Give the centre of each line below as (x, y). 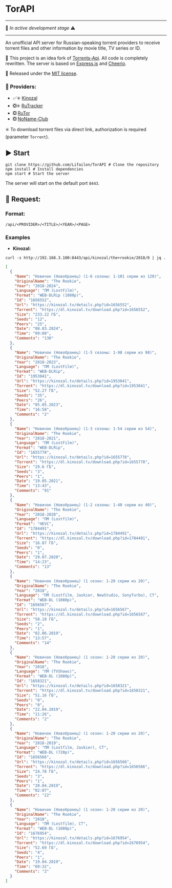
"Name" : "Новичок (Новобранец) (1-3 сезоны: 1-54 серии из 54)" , (86, 429)
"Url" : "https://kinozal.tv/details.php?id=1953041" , (73, 381)
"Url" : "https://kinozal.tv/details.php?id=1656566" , (73, 762)
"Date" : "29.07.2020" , (39, 557)
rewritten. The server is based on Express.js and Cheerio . (66, 63)
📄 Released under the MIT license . (41, 73)
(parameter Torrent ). (27, 137)
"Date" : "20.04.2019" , (39, 786)
